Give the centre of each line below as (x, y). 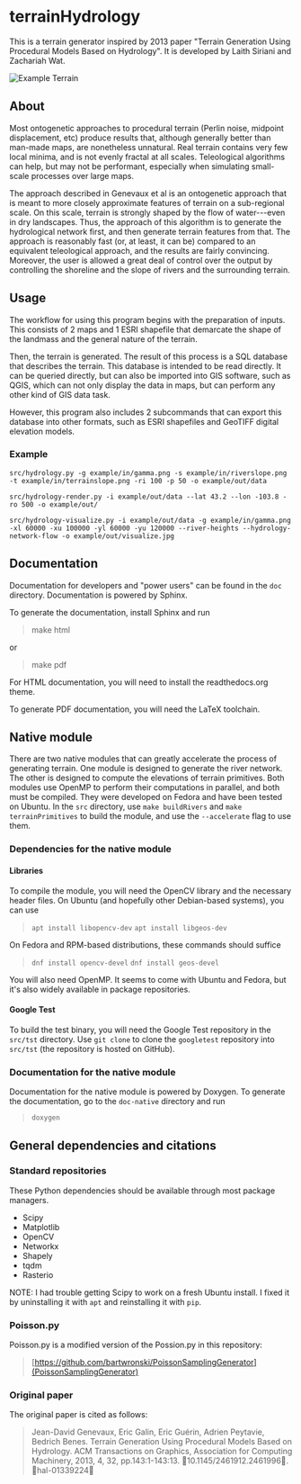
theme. (22, 691)
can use (24, 910)
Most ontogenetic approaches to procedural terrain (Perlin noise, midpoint (147, 128)
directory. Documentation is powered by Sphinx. (99, 595)
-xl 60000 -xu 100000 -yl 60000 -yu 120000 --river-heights (124, 528)
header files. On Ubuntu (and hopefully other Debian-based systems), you (147, 900)
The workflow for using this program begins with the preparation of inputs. (147, 319)
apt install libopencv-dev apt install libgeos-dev (129, 928)
